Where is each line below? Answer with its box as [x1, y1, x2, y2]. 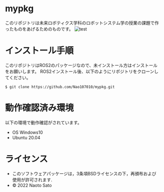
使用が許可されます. [12, 177, 52, 183]
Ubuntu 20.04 [12, 134, 41, 140]
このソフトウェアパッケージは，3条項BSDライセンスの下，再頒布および [12, 170, 157, 176]
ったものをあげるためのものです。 [5, 26, 73, 32]
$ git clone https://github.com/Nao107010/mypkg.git [5, 84, 115, 89]
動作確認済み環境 [5, 102, 74, 114]
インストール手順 [5, 45, 74, 57]
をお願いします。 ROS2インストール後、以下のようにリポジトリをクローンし [5, 68, 159, 74]
